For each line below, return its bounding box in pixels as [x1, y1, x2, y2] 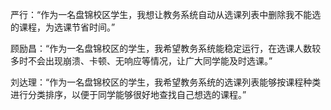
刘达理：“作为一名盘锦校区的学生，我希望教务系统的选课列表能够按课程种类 [10, 76, 322, 88]
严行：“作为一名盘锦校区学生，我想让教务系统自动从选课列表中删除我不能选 [10, 9, 322, 20]
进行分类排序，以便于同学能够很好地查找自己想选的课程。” [10, 89, 247, 100]
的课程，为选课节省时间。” [10, 21, 116, 33]
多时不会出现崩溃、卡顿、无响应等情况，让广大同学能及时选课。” [10, 55, 273, 67]
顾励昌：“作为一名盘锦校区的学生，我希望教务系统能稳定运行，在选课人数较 [10, 43, 322, 54]
